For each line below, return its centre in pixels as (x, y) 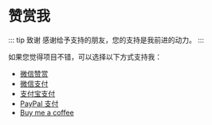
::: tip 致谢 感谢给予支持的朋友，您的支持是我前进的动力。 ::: (106, 40)
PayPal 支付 (39, 104)
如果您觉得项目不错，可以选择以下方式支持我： (85, 57)
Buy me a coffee (47, 112)
